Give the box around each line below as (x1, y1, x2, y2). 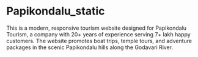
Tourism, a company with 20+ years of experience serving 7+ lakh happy (6, 30, 191, 38)
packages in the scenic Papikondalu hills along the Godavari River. (6, 44, 173, 51)
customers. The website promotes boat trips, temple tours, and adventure (6, 37, 193, 44)
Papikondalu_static (6, 4, 105, 18)
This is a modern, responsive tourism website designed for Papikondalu (6, 24, 187, 32)
